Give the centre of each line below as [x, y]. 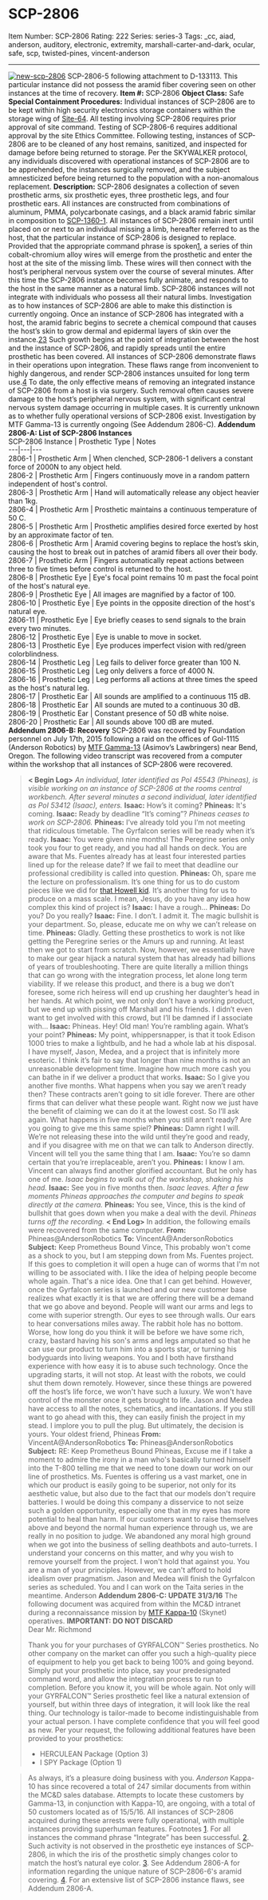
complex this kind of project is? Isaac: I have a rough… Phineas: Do [139, 907]
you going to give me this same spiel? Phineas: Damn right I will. [134, 1128]
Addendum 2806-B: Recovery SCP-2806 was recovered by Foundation [127, 730]
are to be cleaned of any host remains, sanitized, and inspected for [137, 144]
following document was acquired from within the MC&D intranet [134, 1603]
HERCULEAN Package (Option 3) [94, 1754]
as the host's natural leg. [49, 688]
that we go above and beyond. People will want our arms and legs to [140, 1306]
